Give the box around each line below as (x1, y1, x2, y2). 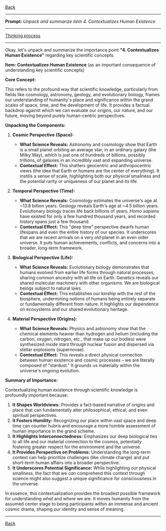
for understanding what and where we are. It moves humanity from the (5, 496, 149, 501)
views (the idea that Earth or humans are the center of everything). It (19, 168, 160, 174)
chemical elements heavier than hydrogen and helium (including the (19, 331, 158, 337)
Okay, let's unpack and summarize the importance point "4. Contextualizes (5, 47, 159, 53)
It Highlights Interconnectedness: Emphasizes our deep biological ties (12, 433, 158, 439)
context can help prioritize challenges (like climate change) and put (12, 455, 150, 460)
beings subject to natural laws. (19, 285, 83, 291)
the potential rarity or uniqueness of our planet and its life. (19, 178, 138, 184)
